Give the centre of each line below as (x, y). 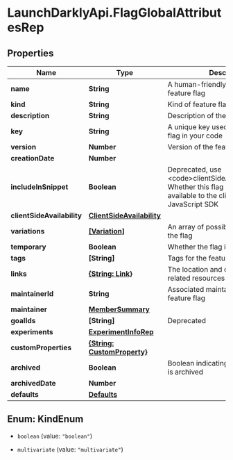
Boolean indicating (198, 363)
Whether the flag (195, 247)
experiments (32, 332)
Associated (186, 289)
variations (28, 231)
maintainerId (32, 294)
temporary (28, 247)
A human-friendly (197, 84)
